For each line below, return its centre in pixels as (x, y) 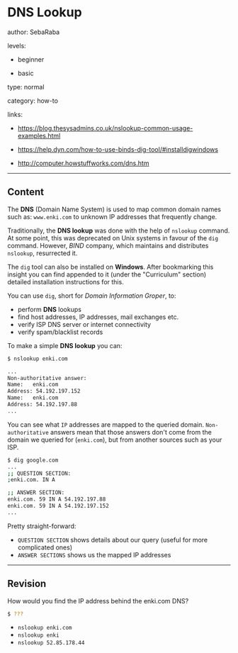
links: (15, 114)
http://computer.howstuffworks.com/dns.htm (83, 163)
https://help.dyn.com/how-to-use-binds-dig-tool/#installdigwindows (118, 149)
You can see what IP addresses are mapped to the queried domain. (106, 424)
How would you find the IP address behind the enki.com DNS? (98, 601)
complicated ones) (45, 547)
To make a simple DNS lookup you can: (65, 345)
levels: (17, 45)
